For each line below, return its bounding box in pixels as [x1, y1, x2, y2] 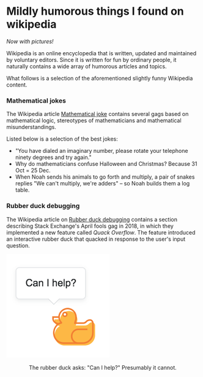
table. [15, 186, 30, 194]
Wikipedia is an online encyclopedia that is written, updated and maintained [6, 49, 197, 56]
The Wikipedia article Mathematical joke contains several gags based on [6, 111, 189, 118]
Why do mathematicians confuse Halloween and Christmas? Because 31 [15, 160, 197, 168]
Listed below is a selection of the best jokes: [6, 135, 118, 142]
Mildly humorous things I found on [6, 4, 185, 18]
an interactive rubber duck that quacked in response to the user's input [6, 235, 186, 243]
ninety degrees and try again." [15, 154, 92, 161]
